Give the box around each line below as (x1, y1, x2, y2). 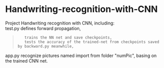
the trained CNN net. (5, 57, 48, 63)
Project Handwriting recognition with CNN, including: (5, 20, 115, 26)
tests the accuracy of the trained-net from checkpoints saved (24, 39, 159, 44)
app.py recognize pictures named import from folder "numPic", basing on (5, 52, 157, 58)
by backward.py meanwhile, (17, 43, 74, 48)
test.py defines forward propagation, (5, 25, 81, 31)
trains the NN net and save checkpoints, (24, 35, 112, 40)
